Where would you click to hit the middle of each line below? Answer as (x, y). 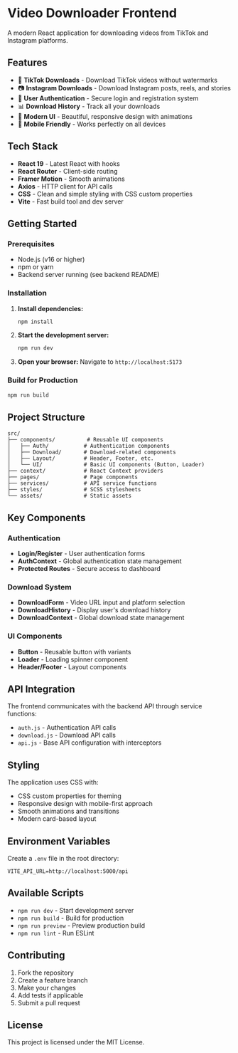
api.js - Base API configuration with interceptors (90, 743)
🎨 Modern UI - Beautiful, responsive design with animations (105, 116)
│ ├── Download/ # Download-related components (92, 452)
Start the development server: (63, 335)
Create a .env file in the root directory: (63, 858)
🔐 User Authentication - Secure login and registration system (108, 98)
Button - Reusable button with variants (74, 651)
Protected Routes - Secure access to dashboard (89, 568)
